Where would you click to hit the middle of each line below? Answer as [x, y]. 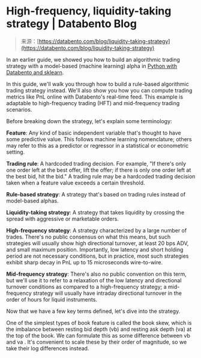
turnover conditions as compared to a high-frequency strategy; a [86, 287]
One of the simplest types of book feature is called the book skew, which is [99, 323]
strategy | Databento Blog [71, 24]
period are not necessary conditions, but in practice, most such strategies [97, 256]
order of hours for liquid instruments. [52, 299]
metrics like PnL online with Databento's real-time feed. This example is [95, 97]
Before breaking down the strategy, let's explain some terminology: [89, 121]
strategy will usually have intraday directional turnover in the [107, 293]
